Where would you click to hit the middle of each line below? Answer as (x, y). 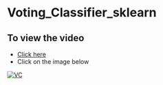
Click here (32, 54)
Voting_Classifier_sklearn (82, 13)
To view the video (46, 38)
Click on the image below (53, 62)
